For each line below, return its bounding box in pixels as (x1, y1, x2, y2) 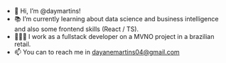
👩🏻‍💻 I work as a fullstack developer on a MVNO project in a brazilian (14, 33, 215, 40)
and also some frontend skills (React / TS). (14, 25, 139, 33)
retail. (14, 40, 31, 48)
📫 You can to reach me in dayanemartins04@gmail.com (14, 48, 180, 56)
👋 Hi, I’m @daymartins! (14, 7, 81, 15)
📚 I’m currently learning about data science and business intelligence (14, 15, 219, 23)
